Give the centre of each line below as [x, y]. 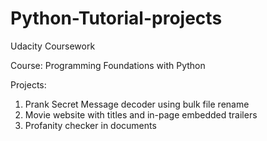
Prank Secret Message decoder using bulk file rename [137, 104]
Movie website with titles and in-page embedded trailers [141, 114]
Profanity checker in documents [90, 125]
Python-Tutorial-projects [116, 18]
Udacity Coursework [53, 46]
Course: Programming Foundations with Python [108, 65]
